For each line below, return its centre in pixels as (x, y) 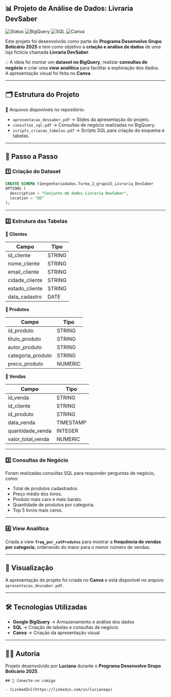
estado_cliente (25, 289)
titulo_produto (25, 339)
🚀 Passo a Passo (32, 157)
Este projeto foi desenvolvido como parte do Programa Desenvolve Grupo (83, 41)
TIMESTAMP (71, 422)
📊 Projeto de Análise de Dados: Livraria (69, 8)
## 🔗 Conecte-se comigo (31, 681)
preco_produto (25, 364)
